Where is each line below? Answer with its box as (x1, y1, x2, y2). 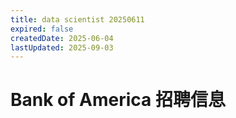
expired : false (10, 24, 74, 34)
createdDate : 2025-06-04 (10, 33, 114, 43)
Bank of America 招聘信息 (10, 89, 226, 111)
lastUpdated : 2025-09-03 (10, 42, 114, 53)
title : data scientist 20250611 (10, 14, 145, 25)
